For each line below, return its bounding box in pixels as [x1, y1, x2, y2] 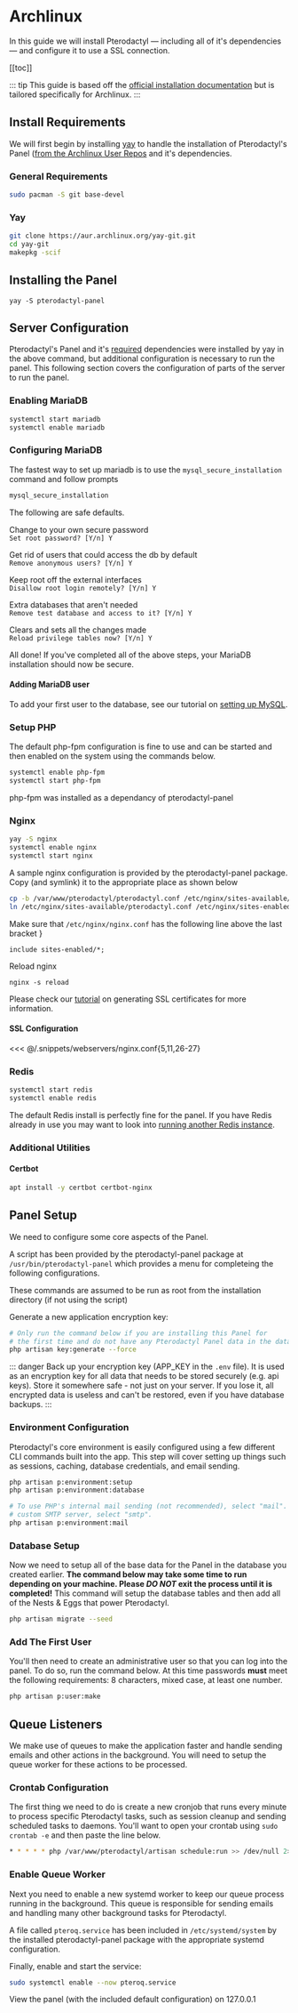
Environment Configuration [9, 1421, 129, 1434]
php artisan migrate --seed [9, 1614, 114, 1624]
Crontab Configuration [9, 1782, 109, 1794]
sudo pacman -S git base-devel [9, 190, 125, 199]
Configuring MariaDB [9, 444, 103, 456]
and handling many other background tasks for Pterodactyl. [9, 1907, 227, 1918]
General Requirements [9, 170, 108, 182]
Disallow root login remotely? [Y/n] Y [9, 584, 157, 592]
